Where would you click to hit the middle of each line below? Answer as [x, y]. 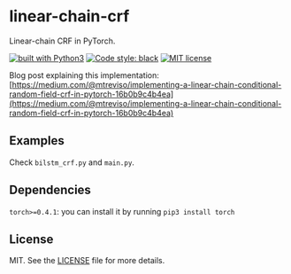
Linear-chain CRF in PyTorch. [62, 41]
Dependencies [50, 190]
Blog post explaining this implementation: [84, 75]
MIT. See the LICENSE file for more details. [87, 261]
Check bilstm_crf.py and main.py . [72, 162]
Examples [37, 141]
